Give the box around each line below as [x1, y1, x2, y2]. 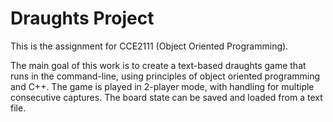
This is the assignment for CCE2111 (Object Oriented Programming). [10, 40, 289, 52]
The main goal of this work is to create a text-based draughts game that [10, 59, 307, 71]
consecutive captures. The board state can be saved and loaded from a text [10, 91, 323, 103]
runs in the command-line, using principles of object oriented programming [10, 70, 321, 82]
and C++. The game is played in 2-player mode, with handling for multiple [10, 80, 315, 92]
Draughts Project [10, 7, 155, 30]
